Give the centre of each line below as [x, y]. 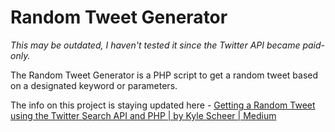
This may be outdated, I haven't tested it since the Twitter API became [155, 45]
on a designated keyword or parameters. [94, 85]
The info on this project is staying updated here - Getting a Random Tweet [163, 105]
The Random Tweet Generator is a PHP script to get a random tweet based [164, 75]
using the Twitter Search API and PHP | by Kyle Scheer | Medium [143, 115]
